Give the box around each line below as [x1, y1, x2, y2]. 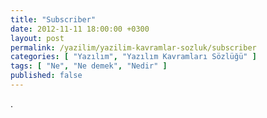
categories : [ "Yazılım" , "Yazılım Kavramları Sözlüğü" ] [10, 52, 257, 62]
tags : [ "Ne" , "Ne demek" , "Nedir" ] [10, 61, 168, 71]
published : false [10, 71, 83, 81]
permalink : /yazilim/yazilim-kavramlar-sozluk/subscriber [10, 42, 257, 53]
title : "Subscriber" [10, 14, 97, 25]
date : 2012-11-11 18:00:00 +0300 [10, 24, 150, 34]
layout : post [10, 33, 65, 43]
